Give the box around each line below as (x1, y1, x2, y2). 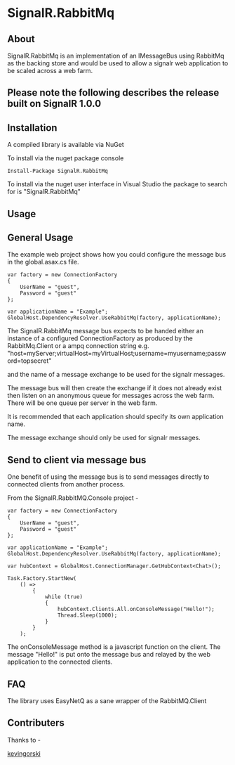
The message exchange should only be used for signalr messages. (7, 434, 201, 442)
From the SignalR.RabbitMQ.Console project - (7, 494, 139, 502)
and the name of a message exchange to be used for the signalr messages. (7, 371, 225, 379)
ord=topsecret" (7, 356, 52, 365)
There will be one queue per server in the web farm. (7, 399, 158, 407)
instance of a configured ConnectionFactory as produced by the (7, 334, 193, 342)
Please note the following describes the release (7, 86, 220, 99)
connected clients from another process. (7, 480, 125, 489)
